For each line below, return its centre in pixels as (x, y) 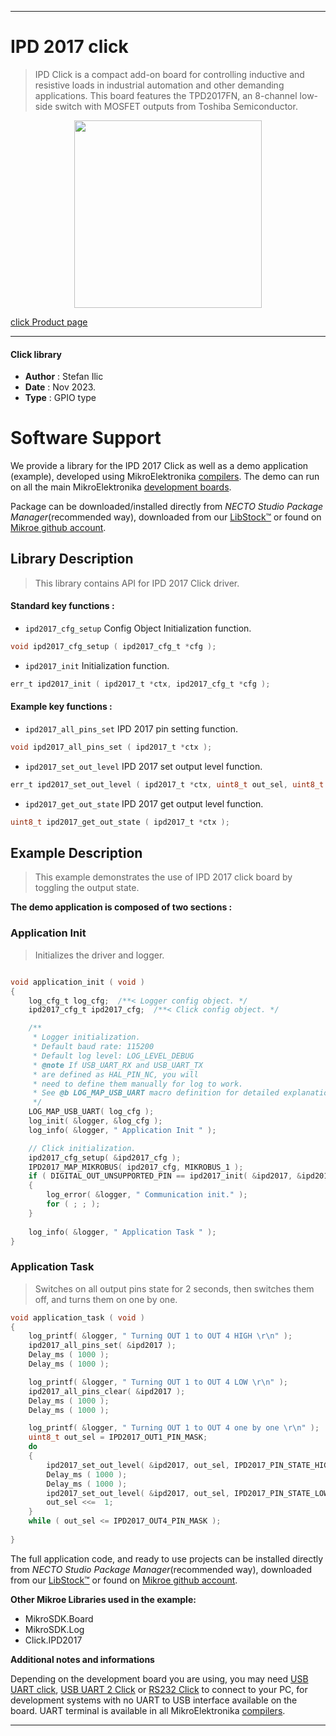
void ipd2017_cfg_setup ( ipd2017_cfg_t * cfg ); (113, 647)
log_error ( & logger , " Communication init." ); (147, 1195)
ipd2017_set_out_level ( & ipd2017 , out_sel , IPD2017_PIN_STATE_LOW (187, 1493)
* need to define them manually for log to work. (138, 1084)
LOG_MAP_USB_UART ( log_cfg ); (91, 1112)
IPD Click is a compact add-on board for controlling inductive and (169, 74)
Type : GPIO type (60, 398)
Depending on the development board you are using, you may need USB (159, 1678)
